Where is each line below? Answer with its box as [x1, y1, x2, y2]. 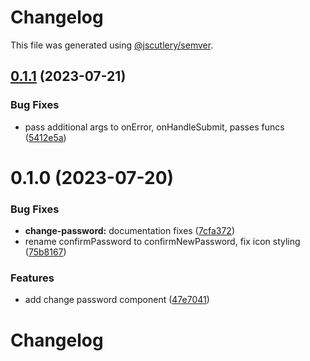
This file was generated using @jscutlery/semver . [10, 39, 214, 51]
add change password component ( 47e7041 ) [24, 294, 210, 306]
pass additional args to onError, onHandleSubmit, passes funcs [24, 121, 285, 133]
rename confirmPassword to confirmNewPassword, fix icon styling [24, 236, 301, 248]
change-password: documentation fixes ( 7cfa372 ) [24, 225, 235, 237]
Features [10, 271, 55, 285]
